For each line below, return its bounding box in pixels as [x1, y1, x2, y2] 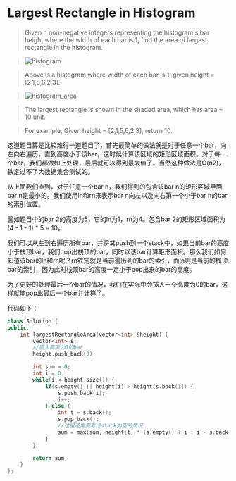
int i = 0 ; [32, 370, 65, 377]
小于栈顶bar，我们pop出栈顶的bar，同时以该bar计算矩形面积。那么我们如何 [7, 247, 227, 256]
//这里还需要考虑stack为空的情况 [57, 423, 143, 430]
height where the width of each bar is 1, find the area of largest [24, 35, 208, 44]
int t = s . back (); [57, 409, 112, 416]
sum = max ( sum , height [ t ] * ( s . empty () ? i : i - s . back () [57, 428, 235, 436]
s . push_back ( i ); [57, 389, 106, 396]
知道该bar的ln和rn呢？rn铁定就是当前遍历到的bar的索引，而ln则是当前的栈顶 [7, 256, 228, 265]
